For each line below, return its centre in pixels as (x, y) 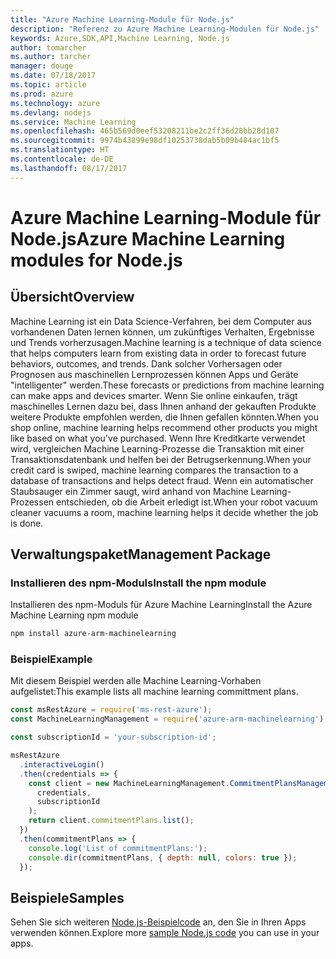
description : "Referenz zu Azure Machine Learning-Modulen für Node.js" (165, 29)
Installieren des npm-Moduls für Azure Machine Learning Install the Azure (161, 605)
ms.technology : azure (55, 103)
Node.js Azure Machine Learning (148, 238)
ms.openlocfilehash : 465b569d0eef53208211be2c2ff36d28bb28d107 (145, 131)
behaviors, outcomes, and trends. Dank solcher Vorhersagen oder (146, 363)
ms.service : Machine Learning (73, 122)
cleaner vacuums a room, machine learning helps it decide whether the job (164, 512)
